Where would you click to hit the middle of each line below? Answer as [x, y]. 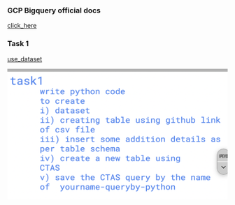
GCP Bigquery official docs [54, 10]
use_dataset [25, 59]
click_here [22, 26]
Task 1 [18, 44]
